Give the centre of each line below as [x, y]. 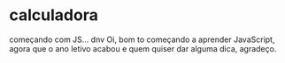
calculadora [54, 15]
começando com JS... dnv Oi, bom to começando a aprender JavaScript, [142, 39]
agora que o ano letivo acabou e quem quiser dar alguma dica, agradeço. [143, 48]
